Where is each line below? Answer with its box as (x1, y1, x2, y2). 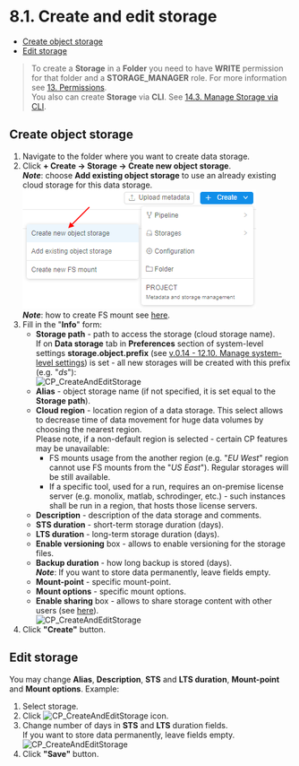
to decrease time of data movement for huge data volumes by (35, 414, 264, 425)
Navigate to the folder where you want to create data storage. (21, 151, 251, 161)
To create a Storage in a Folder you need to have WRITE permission (30, 63, 284, 74)
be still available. (48, 471, 111, 482)
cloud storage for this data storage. (21, 179, 153, 190)
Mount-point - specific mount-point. (35, 576, 172, 587)
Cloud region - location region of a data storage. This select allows (35, 405, 284, 415)
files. (35, 547, 55, 558)
